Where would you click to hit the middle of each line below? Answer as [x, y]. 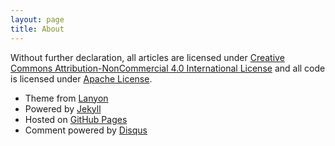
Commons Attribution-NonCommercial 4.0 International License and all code [168, 68]
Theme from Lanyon [66, 98]
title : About [37, 29]
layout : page [37, 19]
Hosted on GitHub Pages [76, 119]
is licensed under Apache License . [81, 78]
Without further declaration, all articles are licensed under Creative [147, 57]
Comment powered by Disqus [86, 130]
